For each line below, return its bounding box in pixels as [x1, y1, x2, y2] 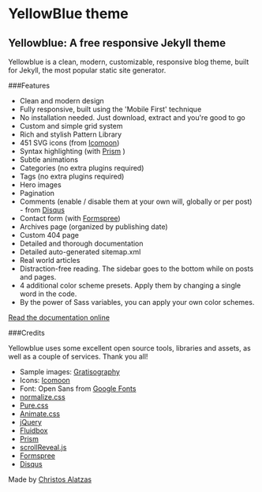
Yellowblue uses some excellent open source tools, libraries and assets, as [8, 344, 251, 352]
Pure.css [19, 400, 49, 410]
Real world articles [19, 256, 80, 265]
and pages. [19, 272, 57, 281]
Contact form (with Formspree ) [19, 214, 121, 223]
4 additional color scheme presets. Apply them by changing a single [19, 281, 241, 290]
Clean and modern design [19, 96, 104, 105]
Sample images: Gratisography [19, 367, 121, 376]
